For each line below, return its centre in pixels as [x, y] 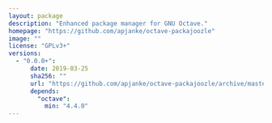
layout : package [36, 16]
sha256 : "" [48, 76]
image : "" [25, 38]
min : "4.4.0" [66, 106]
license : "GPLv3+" [39, 46]
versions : [25, 53]
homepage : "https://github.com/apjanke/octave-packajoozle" [112, 31]
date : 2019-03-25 [59, 69]
